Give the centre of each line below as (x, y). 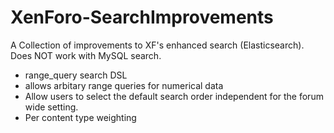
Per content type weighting (80, 117)
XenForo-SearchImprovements (142, 17)
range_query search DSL (76, 75)
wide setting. (51, 107)
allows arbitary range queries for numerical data (124, 85)
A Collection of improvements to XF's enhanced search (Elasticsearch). (157, 45)
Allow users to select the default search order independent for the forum (174, 96)
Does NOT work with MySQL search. (86, 55)
